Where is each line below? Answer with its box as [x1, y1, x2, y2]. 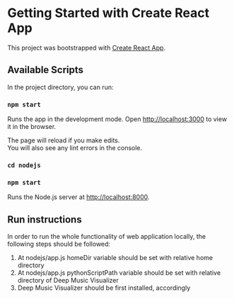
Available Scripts [7, 64, 83, 76]
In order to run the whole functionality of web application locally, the [7, 232, 206, 241]
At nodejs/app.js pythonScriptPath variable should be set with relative [17, 269, 221, 277]
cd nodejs [7, 161, 41, 169]
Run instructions [7, 213, 83, 225]
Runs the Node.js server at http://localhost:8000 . [7, 193, 150, 201]
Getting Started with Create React [7, 5, 210, 21]
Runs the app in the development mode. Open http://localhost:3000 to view [7, 115, 228, 123]
